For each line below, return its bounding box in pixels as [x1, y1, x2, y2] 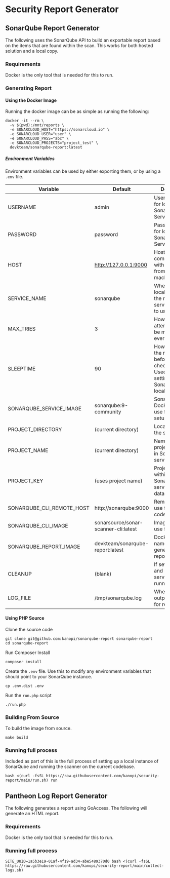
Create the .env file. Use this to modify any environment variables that [5, 668, 151, 674]
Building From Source [5, 713, 59, 720]
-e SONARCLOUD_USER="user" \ [10, 132, 71, 137]
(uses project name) [94, 477, 143, 484]
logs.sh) [5, 867, 24, 872]
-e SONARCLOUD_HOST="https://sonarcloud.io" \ [10, 127, 110, 132]
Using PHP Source [5, 615, 45, 621]
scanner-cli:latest [94, 525, 137, 532]
